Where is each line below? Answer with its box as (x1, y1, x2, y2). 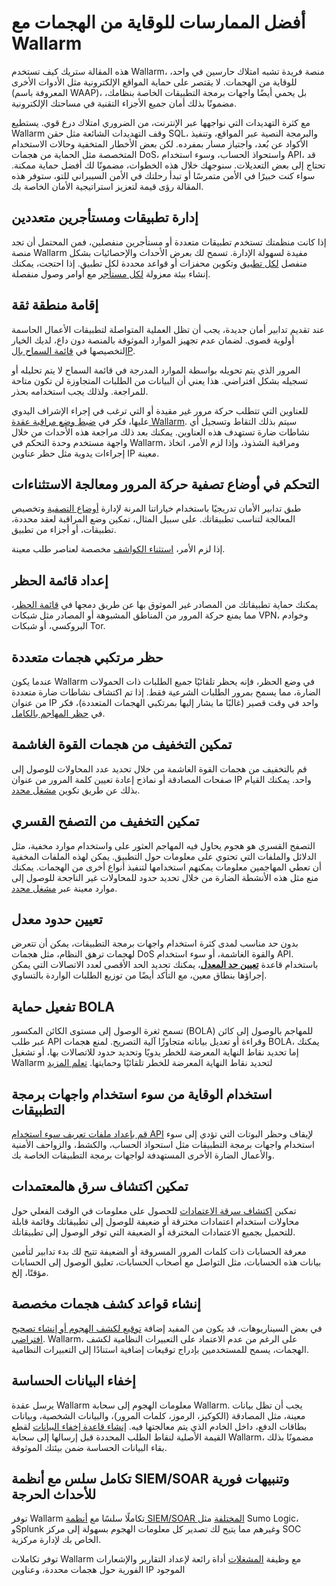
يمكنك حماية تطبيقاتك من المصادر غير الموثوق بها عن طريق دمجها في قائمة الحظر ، (11, 599, 319, 611)
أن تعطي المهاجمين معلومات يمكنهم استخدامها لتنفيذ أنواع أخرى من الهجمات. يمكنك (11, 861, 322, 873)
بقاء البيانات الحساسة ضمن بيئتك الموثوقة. (11, 1441, 168, 1453)
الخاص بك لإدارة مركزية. (11, 1534, 102, 1546)
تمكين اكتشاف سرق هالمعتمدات (11, 1178, 189, 1195)
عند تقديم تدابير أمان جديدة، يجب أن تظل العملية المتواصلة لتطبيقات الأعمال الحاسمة (11, 323, 326, 335)
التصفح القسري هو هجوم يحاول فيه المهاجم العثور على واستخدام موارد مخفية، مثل (11, 839, 316, 851)
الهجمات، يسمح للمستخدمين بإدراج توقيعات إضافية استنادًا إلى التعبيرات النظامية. (11, 1343, 309, 1355)
